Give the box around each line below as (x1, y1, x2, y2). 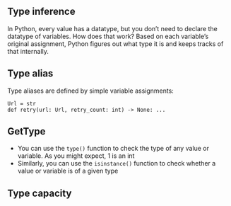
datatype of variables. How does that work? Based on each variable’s (7, 32, 209, 40)
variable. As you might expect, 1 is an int (17, 151, 135, 160)
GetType (7, 125, 46, 137)
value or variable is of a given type (17, 166, 119, 176)
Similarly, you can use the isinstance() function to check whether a (17, 159, 216, 168)
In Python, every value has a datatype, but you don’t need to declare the (7, 24, 218, 33)
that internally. (7, 47, 49, 55)
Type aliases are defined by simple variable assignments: (7, 86, 174, 95)
